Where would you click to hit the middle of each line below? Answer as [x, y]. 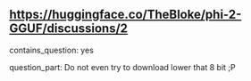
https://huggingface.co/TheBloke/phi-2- [125, 15]
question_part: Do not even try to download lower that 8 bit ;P [122, 67]
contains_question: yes [51, 50]
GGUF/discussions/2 [68, 29]
